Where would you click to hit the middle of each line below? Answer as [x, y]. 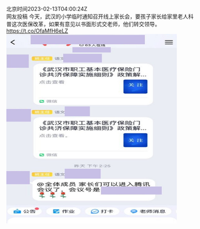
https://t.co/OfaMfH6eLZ [37, 31]
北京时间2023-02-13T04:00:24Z [47, 9]
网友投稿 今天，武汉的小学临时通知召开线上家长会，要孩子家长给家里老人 [97, 16]
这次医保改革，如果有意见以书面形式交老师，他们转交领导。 [86, 24]
